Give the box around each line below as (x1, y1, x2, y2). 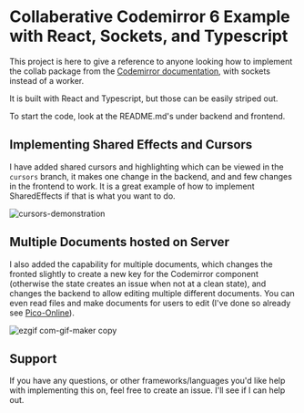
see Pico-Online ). (9, 307, 75, 318)
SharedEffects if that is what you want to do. (9, 190, 176, 201)
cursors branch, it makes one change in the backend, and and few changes (9, 170, 293, 181)
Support (9, 351, 57, 367)
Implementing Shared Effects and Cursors (9, 137, 253, 152)
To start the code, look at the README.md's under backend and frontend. (9, 110, 286, 121)
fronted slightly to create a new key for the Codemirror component (9, 268, 259, 279)
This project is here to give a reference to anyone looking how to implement (9, 56, 293, 67)
